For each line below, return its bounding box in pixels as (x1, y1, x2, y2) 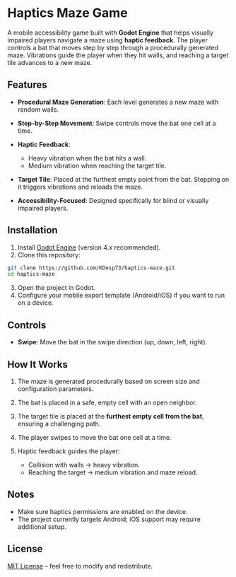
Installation (7, 224, 58, 236)
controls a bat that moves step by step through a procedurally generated (7, 43, 219, 52)
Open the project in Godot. (17, 284, 95, 292)
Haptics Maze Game (7, 5, 129, 21)
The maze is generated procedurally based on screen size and (17, 377, 200, 385)
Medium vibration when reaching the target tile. (28, 161, 167, 170)
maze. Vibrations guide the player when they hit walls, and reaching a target (7, 51, 229, 59)
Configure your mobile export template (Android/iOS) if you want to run (17, 291, 225, 300)
